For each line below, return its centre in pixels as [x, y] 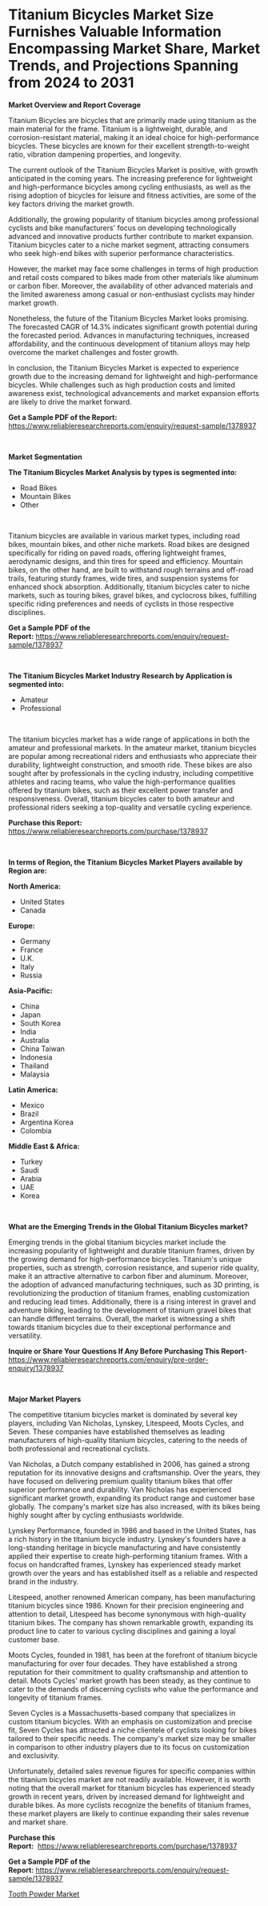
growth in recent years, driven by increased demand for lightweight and [126, 1796]
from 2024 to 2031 [71, 83]
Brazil [29, 1113]
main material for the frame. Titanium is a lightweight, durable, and [118, 129]
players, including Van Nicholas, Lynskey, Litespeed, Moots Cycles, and [126, 1423]
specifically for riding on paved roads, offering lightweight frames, [117, 553]
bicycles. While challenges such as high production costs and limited [122, 385]
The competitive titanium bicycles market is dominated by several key [123, 1414]
